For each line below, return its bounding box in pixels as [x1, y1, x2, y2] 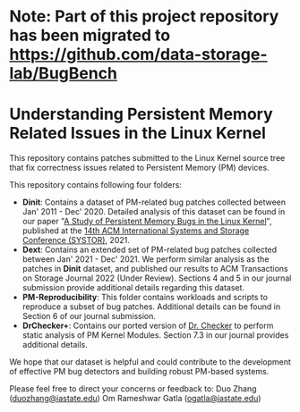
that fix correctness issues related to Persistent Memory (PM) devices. [9, 163, 270, 173]
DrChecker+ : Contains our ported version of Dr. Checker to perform [21, 320, 274, 332]
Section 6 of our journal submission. [21, 311, 157, 322]
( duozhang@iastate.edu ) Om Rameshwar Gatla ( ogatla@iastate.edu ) [9, 393, 261, 404]
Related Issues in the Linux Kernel [9, 123, 267, 144]
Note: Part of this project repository [9, 6, 279, 27]
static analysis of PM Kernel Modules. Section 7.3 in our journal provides [21, 330, 289, 341]
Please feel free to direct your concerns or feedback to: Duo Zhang [9, 383, 257, 394]
